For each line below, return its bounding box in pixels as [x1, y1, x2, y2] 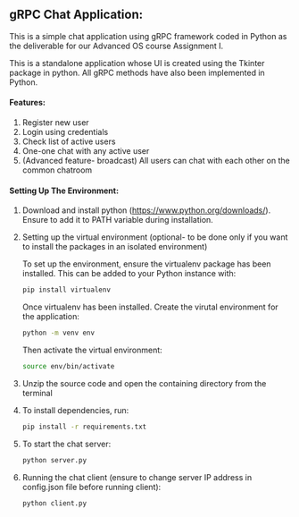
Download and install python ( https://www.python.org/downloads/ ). [21, 205, 271, 216]
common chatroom [21, 165, 93, 175]
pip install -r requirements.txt [21, 422, 147, 431]
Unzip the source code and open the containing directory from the [21, 377, 267, 388]
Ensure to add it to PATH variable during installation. [21, 215, 214, 225]
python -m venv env [21, 328, 96, 338]
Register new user [21, 117, 89, 128]
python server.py [21, 455, 87, 464]
